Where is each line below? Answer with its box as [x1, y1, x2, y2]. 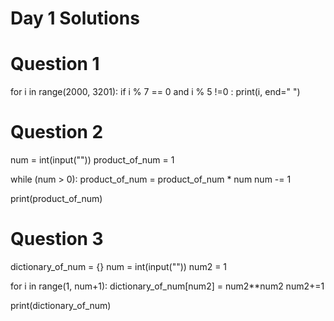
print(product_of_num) [10, 193, 103, 205]
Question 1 [10, 53, 100, 76]
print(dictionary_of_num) [10, 300, 112, 311]
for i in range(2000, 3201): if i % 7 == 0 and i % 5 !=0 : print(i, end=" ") [10, 86, 301, 98]
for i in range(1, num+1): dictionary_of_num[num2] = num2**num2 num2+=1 [10, 280, 325, 292]
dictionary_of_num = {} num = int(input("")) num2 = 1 [10, 261, 228, 272]
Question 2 [10, 121, 104, 144]
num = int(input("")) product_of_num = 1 [10, 154, 175, 166]
